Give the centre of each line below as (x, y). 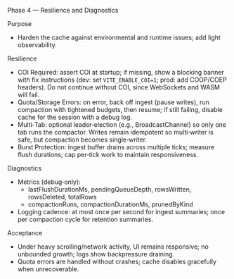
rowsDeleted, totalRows (62, 197)
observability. (37, 45)
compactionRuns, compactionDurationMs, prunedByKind (110, 204)
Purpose (20, 24)
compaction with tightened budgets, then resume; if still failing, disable (120, 110)
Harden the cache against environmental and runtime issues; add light (119, 37)
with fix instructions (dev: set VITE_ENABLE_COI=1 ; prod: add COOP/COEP (122, 80)
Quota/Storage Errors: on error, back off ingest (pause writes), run (113, 102)
